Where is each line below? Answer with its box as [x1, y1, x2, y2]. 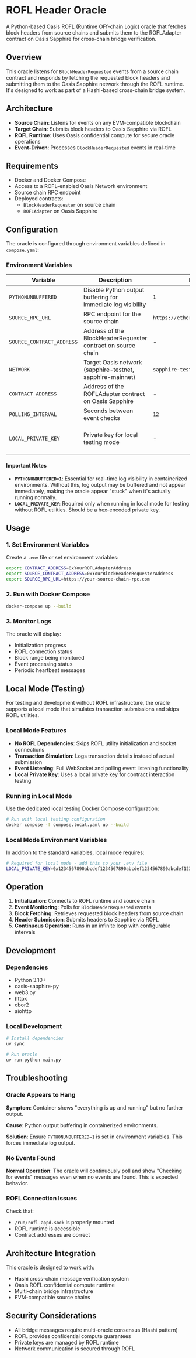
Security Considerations [6, 1311, 97, 1321]
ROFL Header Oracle [6, 4, 107, 17]
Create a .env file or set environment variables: [6, 554, 119, 561]
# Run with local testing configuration [6, 816, 106, 822]
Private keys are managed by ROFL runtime [14, 1339, 119, 1346]
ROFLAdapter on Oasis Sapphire [23, 207, 98, 214]
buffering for [83, 294, 118, 302]
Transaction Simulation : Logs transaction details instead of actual [14, 752, 174, 759]
